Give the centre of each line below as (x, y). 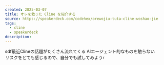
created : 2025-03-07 (26, 10)
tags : (10, 23)
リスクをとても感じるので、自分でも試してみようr (55, 57)
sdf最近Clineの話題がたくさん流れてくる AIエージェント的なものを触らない (80, 51)
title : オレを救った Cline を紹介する (41, 14)
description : (18, 37)
